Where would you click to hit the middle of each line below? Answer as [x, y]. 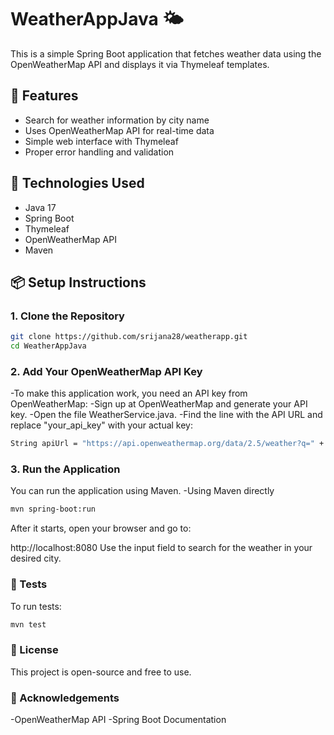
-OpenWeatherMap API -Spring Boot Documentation [118, 720]
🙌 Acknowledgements [65, 698]
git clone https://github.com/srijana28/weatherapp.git [129, 337]
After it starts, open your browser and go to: [101, 528]
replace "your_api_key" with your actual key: [102, 425]
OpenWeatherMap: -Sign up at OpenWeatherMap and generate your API [159, 404]
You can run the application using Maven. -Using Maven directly [142, 491]
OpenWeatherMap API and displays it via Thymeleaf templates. [140, 64]
